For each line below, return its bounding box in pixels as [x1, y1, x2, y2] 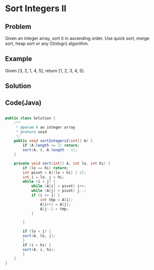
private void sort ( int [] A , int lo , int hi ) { [14, 161, 110, 166]
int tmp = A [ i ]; [40, 197, 73, 202]
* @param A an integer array [16, 125, 76, 130]
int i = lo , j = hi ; [22, 175, 65, 180]
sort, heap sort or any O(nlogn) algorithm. [5, 41, 89, 46]
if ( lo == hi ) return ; [22, 165, 69, 170]
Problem [5, 22, 32, 31]
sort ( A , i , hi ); [22, 247, 56, 252]
